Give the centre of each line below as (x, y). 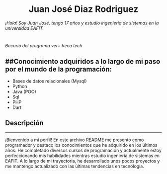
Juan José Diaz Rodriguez (83, 9)
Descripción (24, 123)
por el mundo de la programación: (59, 69)
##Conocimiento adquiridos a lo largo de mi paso (83, 61)
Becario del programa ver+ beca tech (44, 46)
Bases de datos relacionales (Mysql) (49, 81)
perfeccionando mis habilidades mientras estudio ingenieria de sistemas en (83, 156)
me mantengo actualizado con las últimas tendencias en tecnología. (75, 166)
